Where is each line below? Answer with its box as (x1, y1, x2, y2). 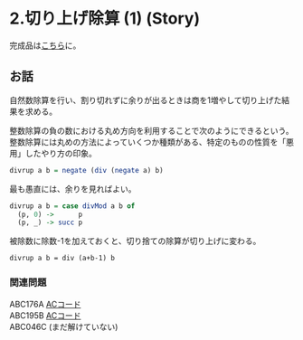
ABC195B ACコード (9, 309, 81, 321)
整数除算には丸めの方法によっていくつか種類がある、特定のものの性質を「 (9, 137, 287, 147)
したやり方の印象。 (24, 147, 97, 158)
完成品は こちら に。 (9, 40, 81, 51)
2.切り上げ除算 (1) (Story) (9, 8, 201, 29)
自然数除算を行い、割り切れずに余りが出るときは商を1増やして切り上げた (9, 94, 282, 105)
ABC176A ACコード (9, 298, 81, 309)
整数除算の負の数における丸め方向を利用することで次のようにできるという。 (9, 125, 294, 136)
